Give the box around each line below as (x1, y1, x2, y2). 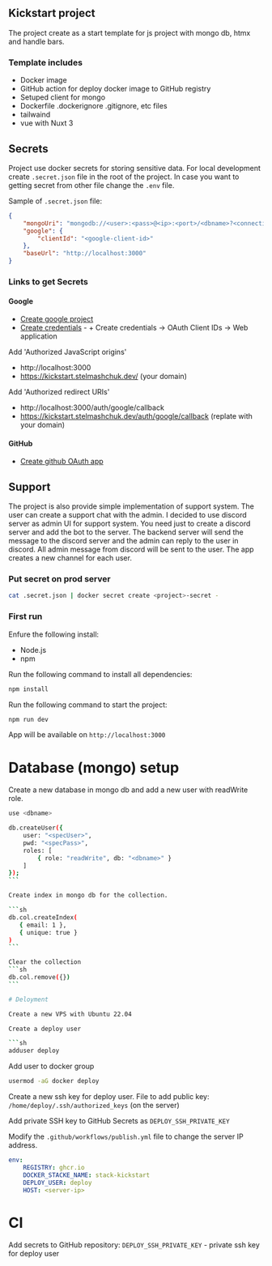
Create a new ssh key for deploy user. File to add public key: (8, 1092, 210, 1102)
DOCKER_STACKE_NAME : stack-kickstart (23, 1170, 151, 1179)
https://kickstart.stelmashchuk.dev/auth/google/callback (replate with (19, 411, 253, 421)
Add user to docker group (8, 1061, 95, 1072)
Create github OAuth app (19, 457, 104, 467)
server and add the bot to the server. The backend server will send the (8, 527, 244, 537)
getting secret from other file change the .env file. (8, 180, 175, 190)
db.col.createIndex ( (8, 913, 79, 922)
